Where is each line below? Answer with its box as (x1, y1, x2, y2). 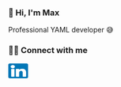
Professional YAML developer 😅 (8, 25, 114, 35)
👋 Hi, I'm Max (8, 7, 60, 18)
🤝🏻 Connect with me (8, 45, 89, 56)
